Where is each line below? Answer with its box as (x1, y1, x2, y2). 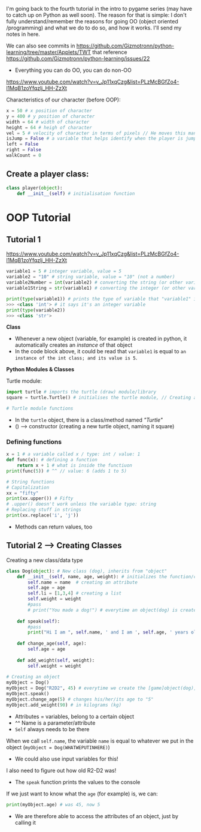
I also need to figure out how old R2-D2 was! (6, 767, 117, 774)
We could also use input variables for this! (14, 755, 118, 762)
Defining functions (6, 437, 62, 446)
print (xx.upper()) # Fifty (6, 495, 74, 501)
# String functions (6, 479, 55, 485)
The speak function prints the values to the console (14, 778, 141, 785)
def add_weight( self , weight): (17, 657, 95, 663)
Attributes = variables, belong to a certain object (14, 713, 135, 720)
